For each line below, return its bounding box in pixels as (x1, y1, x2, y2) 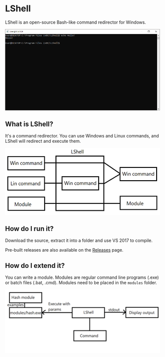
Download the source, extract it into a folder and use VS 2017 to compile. (5, 237, 153, 244)
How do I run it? (5, 225, 54, 233)
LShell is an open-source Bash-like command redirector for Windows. (5, 19, 146, 25)
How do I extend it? (5, 261, 65, 270)
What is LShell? (5, 120, 54, 128)
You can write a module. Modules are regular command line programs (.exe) (5, 274, 159, 281)
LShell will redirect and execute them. (5, 138, 81, 144)
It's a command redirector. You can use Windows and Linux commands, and (5, 133, 159, 139)
